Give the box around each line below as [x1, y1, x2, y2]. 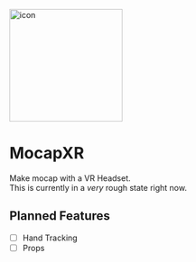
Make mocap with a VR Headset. [9, 172, 131, 184]
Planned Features [9, 208, 111, 224]
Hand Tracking [22, 232, 79, 243]
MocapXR [9, 143, 85, 164]
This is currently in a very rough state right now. [9, 182, 188, 193]
